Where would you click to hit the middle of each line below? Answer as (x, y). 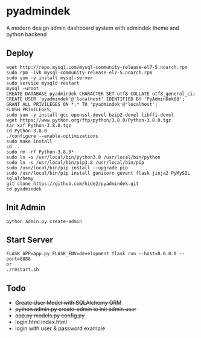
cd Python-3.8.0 (27, 131)
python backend (27, 34)
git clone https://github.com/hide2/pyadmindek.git (72, 184)
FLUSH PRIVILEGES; (29, 109)
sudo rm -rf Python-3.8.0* (40, 152)
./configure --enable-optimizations (52, 136)
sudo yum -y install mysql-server (50, 78)
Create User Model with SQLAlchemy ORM (68, 303)
